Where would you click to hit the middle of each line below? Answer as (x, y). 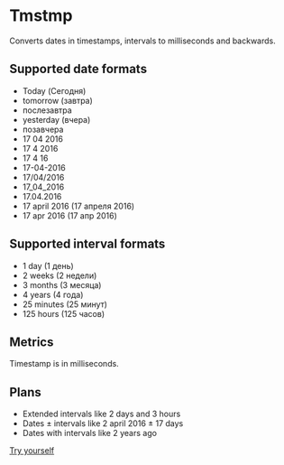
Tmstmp (41, 16)
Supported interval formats (87, 244)
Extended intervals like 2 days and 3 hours (101, 414)
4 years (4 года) (53, 294)
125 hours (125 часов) (64, 313)
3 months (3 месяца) (62, 284)
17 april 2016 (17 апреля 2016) (78, 206)
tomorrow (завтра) (57, 100)
